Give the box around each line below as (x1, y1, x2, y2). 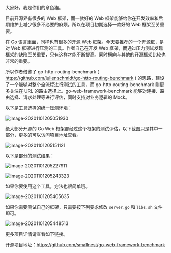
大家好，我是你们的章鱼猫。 (5, 5, 64, 10)
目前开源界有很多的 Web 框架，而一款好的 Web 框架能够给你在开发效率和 (5, 15, 159, 21)
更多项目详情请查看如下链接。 (5, 231, 68, 237)
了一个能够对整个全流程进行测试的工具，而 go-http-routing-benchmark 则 (5, 81, 160, 88)
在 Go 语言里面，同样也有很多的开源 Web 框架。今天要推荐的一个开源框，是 (5, 39, 164, 45)
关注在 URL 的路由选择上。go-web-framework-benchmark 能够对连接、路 (9, 88, 165, 94)
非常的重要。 (5, 58, 32, 64)
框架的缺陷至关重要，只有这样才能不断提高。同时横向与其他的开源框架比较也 (5, 51, 166, 58)
